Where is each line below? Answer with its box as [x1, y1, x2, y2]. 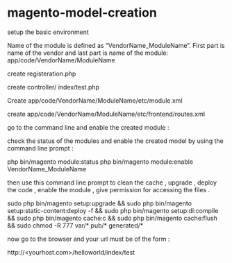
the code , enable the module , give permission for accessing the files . [7, 185, 210, 194]
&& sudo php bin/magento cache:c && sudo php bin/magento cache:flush [7, 214, 217, 222]
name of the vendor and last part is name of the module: [7, 49, 169, 57]
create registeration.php [7, 69, 76, 78]
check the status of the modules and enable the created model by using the [7, 137, 224, 145]
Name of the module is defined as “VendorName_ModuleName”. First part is [7, 41, 225, 49]
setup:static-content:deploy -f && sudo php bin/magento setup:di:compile [7, 206, 219, 214]
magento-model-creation [7, 5, 158, 21]
